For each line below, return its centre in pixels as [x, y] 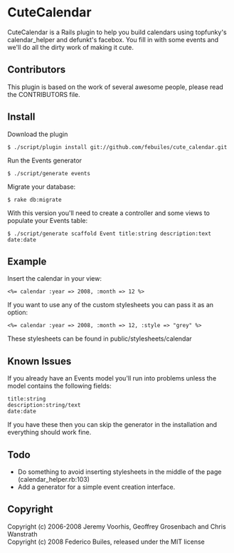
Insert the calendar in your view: [54, 279]
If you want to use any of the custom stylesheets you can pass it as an [111, 305]
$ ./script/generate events [49, 173]
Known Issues [39, 361]
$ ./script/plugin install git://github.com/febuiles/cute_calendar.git [117, 147]
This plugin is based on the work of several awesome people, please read [116, 87]
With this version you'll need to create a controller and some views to [108, 213]
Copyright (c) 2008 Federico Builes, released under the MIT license [106, 542]
